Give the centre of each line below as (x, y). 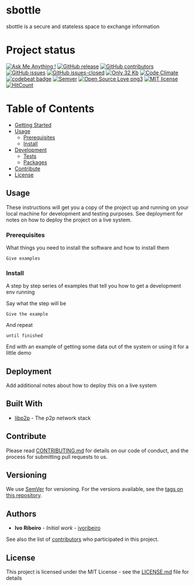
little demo (19, 353)
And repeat (20, 325)
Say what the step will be (36, 304)
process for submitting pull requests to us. (57, 456)
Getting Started (33, 125)
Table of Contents (50, 109)
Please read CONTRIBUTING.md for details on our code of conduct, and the (97, 450)
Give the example (27, 314)
